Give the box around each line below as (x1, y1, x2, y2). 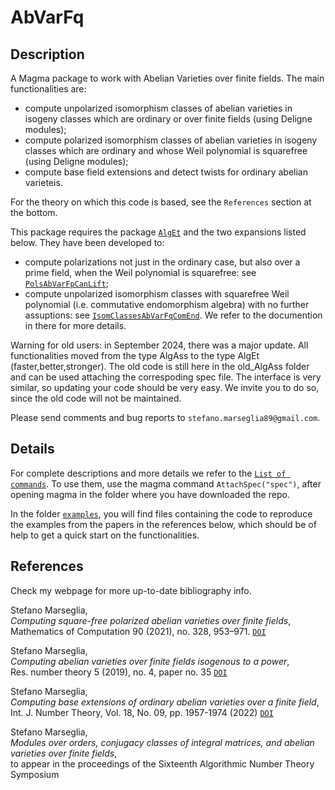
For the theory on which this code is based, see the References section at (10, 196, 312, 208)
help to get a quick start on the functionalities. (10, 529, 200, 541)
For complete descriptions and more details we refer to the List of (10, 467, 287, 479)
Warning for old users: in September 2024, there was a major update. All (10, 339, 309, 351)
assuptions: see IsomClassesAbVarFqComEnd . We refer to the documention (24, 309, 323, 321)
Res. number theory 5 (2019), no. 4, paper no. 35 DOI (10, 666, 228, 678)
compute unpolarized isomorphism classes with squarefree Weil (24, 288, 290, 300)
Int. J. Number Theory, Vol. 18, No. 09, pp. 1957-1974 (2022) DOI (10, 706, 274, 718)
